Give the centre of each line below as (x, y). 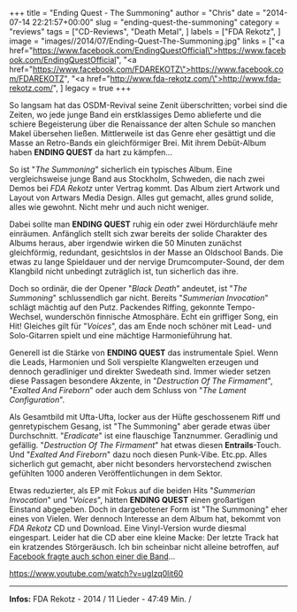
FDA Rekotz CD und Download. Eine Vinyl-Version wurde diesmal (128, 528)
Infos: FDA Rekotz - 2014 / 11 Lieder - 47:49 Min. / (100, 599)
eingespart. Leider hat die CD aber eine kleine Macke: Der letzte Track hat (144, 538)
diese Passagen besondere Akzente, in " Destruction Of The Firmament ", (141, 381)
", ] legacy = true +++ (92, 88)
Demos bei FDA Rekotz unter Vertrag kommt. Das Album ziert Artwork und (145, 188)
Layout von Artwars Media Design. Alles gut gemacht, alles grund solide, (141, 198)
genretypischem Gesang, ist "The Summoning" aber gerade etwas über (140, 426)
